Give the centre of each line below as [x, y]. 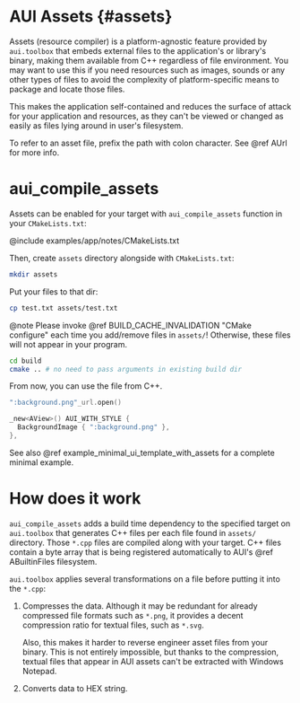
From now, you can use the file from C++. [86, 386]
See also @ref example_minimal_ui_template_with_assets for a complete [142, 453]
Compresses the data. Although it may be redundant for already [140, 606]
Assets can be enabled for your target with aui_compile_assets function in [146, 214]
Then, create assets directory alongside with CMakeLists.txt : [122, 258]
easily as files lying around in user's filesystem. [96, 125]
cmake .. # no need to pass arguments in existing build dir [126, 369]
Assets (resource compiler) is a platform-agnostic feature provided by [138, 41]
